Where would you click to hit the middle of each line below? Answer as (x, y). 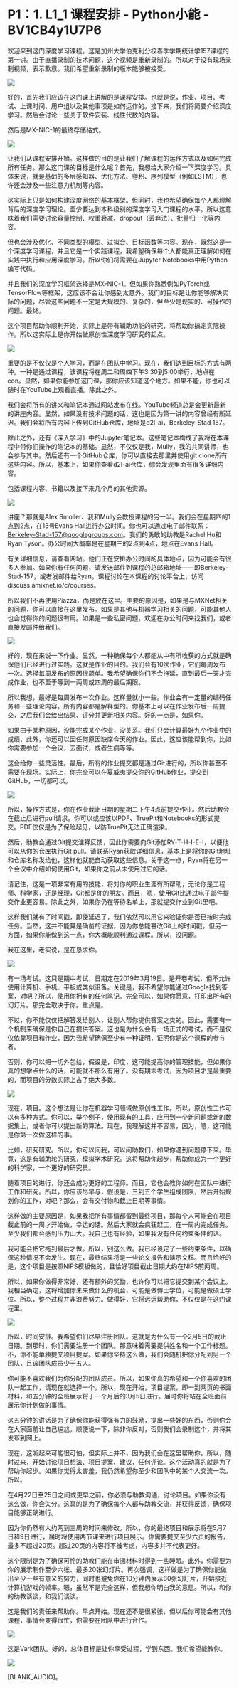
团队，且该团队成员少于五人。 (51, 1363)
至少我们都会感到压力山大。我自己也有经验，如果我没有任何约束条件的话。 (116, 1233)
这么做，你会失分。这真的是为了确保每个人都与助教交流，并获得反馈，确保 (116, 1503)
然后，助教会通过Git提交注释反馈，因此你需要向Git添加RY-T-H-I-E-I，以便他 (118, 842)
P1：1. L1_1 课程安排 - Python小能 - (108, 15)
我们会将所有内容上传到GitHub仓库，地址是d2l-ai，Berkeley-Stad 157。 (124, 422)
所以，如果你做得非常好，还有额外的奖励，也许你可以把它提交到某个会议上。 (119, 1281)
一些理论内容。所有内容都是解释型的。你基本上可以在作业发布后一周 (119, 706)
